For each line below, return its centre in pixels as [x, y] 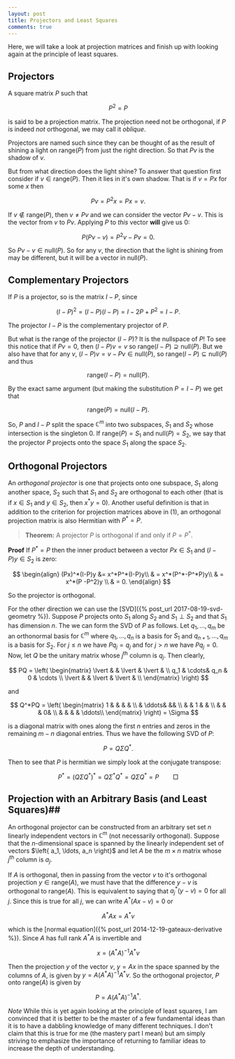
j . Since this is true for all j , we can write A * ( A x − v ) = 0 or [91, 901]
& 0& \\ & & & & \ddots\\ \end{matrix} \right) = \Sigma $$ [118, 713]
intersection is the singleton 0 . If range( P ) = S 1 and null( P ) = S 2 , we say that [117, 434]
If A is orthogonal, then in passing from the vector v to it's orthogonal [107, 874]
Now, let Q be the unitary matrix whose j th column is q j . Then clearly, [107, 655]
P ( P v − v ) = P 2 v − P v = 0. [118, 236]
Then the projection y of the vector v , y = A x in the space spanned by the [114, 966]
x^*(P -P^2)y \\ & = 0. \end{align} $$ [118, 582]
